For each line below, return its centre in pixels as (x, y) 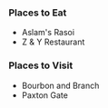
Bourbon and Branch (60, 85)
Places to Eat (38, 13)
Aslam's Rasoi (48, 33)
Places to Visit (41, 65)
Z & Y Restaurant (53, 42)
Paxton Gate (45, 95)
